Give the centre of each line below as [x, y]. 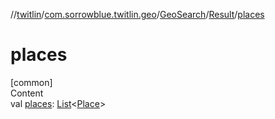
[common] [31, 82]
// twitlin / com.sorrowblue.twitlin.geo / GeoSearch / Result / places [137, 14]
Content [27, 93]
